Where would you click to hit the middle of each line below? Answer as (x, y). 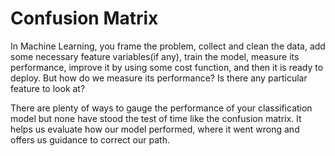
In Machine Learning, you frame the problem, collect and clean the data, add (168, 46)
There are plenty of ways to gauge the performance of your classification (161, 108)
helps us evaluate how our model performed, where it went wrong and (155, 129)
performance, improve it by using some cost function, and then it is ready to (167, 67)
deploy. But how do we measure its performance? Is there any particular (159, 78)
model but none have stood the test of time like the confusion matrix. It (156, 118)
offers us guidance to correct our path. (90, 139)
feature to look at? (48, 88)
